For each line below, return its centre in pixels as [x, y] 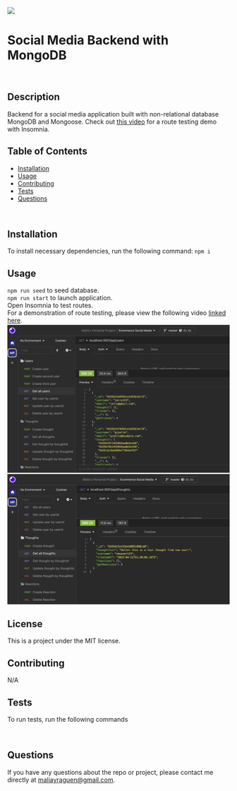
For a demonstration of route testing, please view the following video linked [117, 313]
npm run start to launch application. [60, 298]
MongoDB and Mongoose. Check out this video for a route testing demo [112, 121]
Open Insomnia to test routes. [50, 305]
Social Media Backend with [88, 41]
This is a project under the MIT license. [64, 641]
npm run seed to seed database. [53, 290]
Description [34, 97]
